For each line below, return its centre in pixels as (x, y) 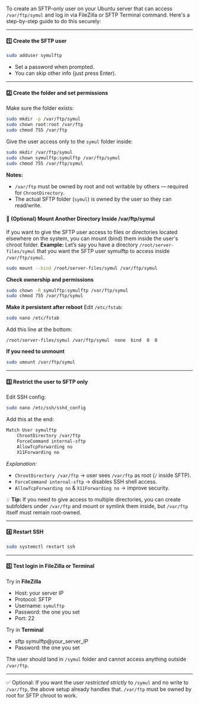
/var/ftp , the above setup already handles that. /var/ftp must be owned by (99, 689)
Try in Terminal (25, 630)
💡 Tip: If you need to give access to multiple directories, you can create (94, 499)
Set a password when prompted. (54, 67)
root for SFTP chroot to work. (42, 695)
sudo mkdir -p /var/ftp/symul (44, 119)
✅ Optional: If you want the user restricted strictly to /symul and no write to (97, 682)
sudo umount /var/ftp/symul (41, 362)
